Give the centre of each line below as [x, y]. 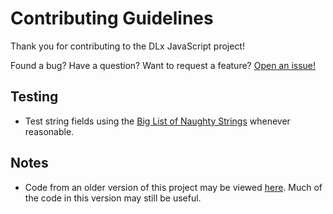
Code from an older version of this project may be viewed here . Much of [173, 187]
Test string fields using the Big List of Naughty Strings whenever [157, 121]
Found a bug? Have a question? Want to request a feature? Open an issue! [163, 65]
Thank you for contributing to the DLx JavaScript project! [127, 46]
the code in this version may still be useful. [113, 198]
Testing [34, 97]
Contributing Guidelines [112, 18]
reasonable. [49, 131]
